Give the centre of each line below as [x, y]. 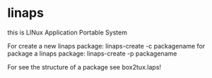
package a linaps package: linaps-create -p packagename [92, 53]
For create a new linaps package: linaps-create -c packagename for [106, 46]
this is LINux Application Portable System [67, 32]
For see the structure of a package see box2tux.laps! [84, 67]
